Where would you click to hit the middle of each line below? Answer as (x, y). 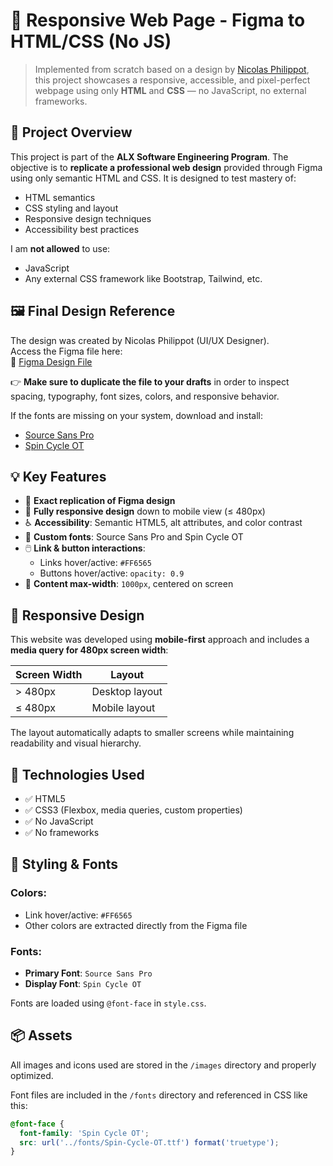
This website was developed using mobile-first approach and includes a (160, 640)
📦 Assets (41, 1035)
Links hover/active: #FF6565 (95, 563)
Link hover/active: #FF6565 (78, 915)
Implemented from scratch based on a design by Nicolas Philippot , (172, 69)
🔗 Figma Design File (51, 361)
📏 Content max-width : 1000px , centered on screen (129, 584)
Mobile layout (123, 708)
